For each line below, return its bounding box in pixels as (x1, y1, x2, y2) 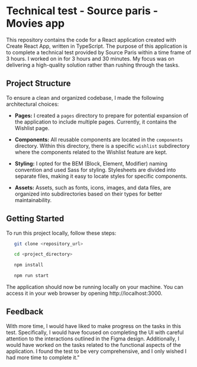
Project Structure (6, 79, 71, 89)
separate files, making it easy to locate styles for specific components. (14, 173, 188, 180)
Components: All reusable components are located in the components (14, 136, 183, 143)
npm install (14, 262, 44, 268)
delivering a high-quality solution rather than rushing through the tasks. (6, 61, 180, 69)
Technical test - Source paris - (6, 4, 159, 18)
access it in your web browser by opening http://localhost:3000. (6, 290, 163, 297)
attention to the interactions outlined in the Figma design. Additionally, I (6, 335, 179, 342)
